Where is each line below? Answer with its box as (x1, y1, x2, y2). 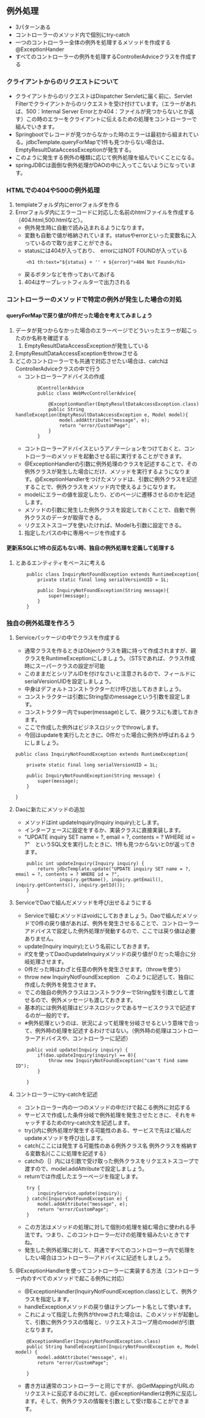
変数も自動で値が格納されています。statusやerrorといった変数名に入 (24, 232, 197, 239)
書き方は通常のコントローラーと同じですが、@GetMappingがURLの (24, 1382, 195, 1390)
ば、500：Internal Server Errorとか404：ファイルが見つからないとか (15, 108, 189, 115)
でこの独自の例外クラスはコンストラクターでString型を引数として (24, 988, 189, 996)
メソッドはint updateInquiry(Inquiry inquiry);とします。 (24, 819, 163, 827)
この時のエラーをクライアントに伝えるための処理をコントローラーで (26, 115, 197, 123)
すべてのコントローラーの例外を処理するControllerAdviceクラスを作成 (15, 53, 192, 60)
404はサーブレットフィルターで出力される (24, 279, 131, 286)
